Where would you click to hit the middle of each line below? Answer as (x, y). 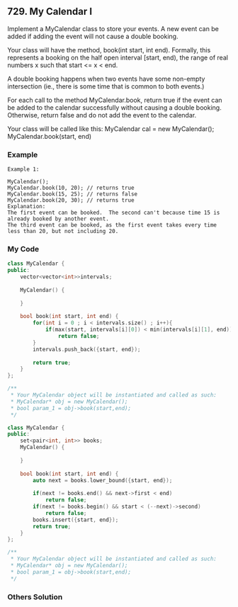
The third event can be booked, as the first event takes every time (112, 225)
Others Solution (35, 596)
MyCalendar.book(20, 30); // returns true (71, 200)
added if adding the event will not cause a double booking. (93, 36)
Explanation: (27, 207)
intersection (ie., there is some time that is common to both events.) (106, 86)
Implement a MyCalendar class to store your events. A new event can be (113, 28)
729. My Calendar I (50, 12)
